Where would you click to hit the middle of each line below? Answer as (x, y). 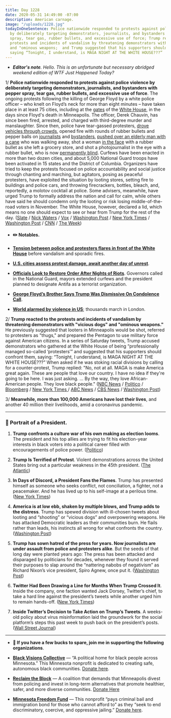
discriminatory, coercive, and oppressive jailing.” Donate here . (78, 710)
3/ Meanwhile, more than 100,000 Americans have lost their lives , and (81, 399)
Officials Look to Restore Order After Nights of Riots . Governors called (88, 273)
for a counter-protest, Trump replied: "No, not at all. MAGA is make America (84, 367)
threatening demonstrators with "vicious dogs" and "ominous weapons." (84, 324)
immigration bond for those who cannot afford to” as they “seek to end (87, 705)
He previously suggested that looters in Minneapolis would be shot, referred (85, 330)
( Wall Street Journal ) (34, 628)
